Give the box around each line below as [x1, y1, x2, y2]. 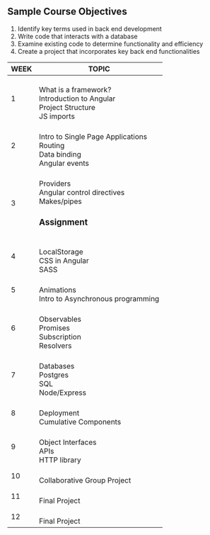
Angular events [38, 158, 90, 168]
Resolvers [38, 340, 72, 350]
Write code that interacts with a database [17, 32, 138, 40]
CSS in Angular [38, 255, 90, 265]
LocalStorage [38, 247, 83, 257]
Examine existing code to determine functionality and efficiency [17, 39, 204, 48]
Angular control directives [38, 187, 125, 197]
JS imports [38, 111, 76, 121]
